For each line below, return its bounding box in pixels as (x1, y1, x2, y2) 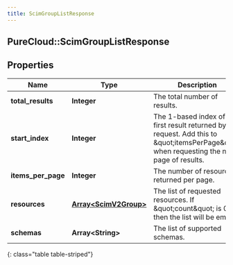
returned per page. (153, 175, 215, 185)
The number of (153, 166, 202, 176)
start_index (10, 133, 49, 143)
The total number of (153, 92, 218, 101)
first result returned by (153, 120, 227, 130)
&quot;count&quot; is (153, 203, 222, 213)
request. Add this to (153, 129, 218, 139)
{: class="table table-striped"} (7, 250, 94, 258)
